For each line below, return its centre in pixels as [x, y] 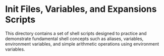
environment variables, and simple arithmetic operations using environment [82, 44]
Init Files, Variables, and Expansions [81, 9]
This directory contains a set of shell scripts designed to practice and [76, 33]
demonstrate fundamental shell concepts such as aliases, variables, [74, 39]
